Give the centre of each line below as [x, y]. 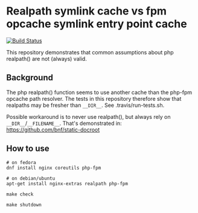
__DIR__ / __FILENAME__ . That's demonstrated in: [64, 123]
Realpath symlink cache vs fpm [87, 11]
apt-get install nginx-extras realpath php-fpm [67, 183]
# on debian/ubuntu [31, 178]
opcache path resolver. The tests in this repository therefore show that [94, 98]
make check [20, 194]
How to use [28, 149]
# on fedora [21, 162]
